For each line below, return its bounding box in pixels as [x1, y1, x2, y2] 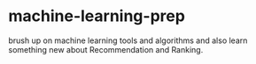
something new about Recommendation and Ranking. [8, 44, 204, 54]
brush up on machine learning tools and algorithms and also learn [8, 35, 248, 46]
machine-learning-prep [8, 6, 185, 26]
